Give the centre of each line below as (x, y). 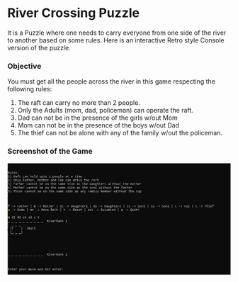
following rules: (30, 89)
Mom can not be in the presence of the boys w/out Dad (98, 125)
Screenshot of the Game (50, 152)
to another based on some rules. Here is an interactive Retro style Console (116, 40)
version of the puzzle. (39, 47)
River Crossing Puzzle (74, 13)
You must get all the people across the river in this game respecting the (112, 81)
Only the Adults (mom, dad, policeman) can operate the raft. (105, 111)
